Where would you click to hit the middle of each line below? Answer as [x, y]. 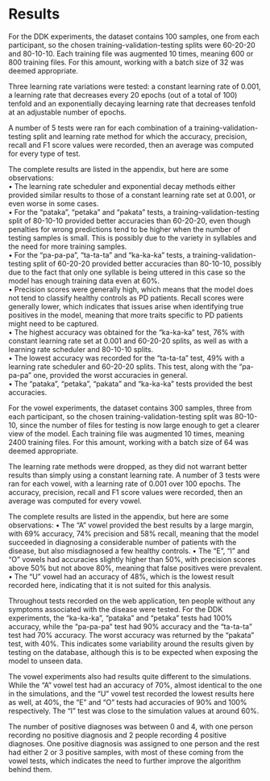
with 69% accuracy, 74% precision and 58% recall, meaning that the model [134, 533]
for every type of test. [44, 153]
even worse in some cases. [54, 204]
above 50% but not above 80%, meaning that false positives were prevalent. [135, 568]
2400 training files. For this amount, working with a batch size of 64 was [129, 442]
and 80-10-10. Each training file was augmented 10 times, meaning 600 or [131, 53]
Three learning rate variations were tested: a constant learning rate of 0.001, [135, 86]
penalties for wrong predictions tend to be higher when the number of [124, 229]
